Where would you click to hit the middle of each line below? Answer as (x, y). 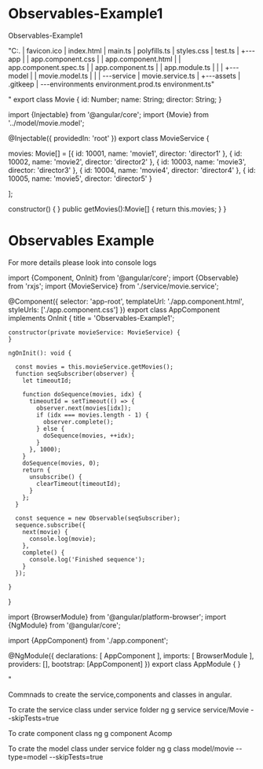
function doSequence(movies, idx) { (82, 394)
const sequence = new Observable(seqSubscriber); (98, 518)
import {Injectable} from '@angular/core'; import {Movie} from (109, 114)
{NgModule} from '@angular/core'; (64, 625)
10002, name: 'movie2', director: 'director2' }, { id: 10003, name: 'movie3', (127, 161)
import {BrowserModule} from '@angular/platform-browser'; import (117, 616)
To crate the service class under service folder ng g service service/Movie (129, 709)
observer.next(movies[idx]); (84, 408)
